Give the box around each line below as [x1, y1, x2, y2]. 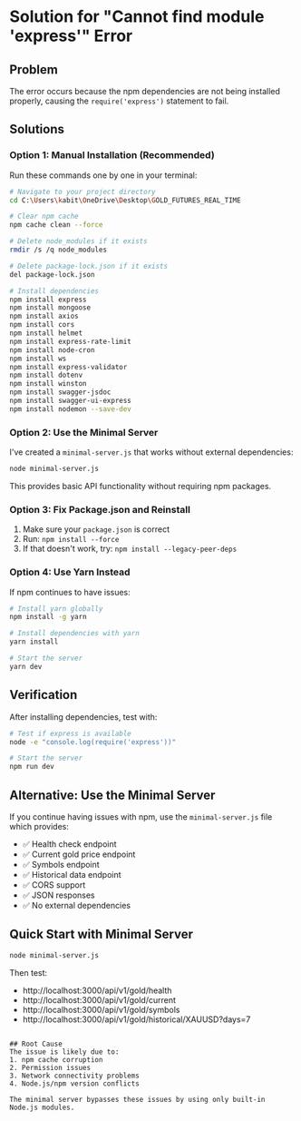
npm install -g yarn [9, 613, 88, 622]
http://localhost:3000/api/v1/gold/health [22, 985, 172, 996]
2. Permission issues [9, 1063, 92, 1072]
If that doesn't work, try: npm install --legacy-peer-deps [22, 543, 238, 555]
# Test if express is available [9, 729, 131, 738]
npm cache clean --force [9, 221, 103, 230]
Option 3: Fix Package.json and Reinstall [9, 503, 190, 516]
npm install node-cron [9, 345, 95, 355]
